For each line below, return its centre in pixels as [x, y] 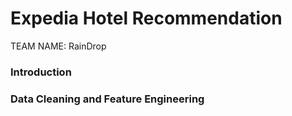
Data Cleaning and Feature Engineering [107, 99]
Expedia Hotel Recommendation [146, 18]
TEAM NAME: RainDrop [58, 46]
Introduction [41, 72]
